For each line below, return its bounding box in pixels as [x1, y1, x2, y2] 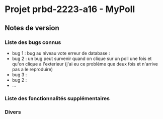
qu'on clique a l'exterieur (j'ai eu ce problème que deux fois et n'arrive [12, 61, 158, 67]
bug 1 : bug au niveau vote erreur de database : [12, 50, 110, 56]
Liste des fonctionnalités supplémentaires [5, 95, 110, 102]
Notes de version [5, 24, 60, 32]
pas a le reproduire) [12, 66, 53, 72]
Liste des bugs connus [5, 39, 61, 46]
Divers [5, 108, 21, 115]
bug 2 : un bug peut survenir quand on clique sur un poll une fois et [12, 55, 152, 62]
